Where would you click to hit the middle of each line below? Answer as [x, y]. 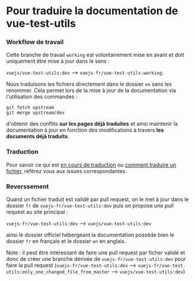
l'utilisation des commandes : [42, 97]
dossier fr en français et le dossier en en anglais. [66, 241]
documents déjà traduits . [38, 136]
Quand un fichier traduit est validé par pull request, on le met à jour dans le [97, 199]
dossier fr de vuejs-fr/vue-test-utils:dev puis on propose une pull [90, 206]
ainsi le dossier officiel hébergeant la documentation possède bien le [90, 235]
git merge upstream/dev [36, 113]
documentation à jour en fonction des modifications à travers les [85, 130]
